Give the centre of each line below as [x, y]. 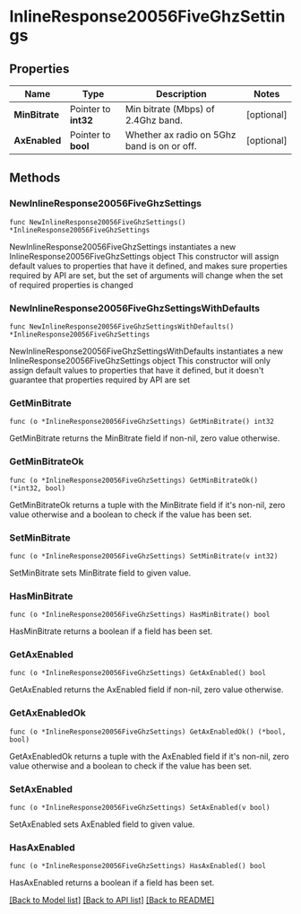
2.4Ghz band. [154, 120]
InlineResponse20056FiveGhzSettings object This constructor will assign [144, 256]
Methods [35, 178]
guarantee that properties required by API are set [100, 380]
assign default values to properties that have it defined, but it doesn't [137, 370]
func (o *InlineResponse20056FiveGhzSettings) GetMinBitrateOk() [133, 480]
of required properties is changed [71, 285]
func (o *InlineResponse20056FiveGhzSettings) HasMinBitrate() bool [140, 615]
